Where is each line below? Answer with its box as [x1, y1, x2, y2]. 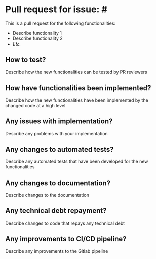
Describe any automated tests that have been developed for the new [5, 158, 148, 165]
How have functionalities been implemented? [5, 83, 151, 92]
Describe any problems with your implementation [5, 131, 108, 137]
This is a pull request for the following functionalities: [5, 20, 115, 26]
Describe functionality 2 [12, 35, 63, 41]
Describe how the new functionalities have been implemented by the [5, 97, 148, 103]
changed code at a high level [5, 102, 66, 108]
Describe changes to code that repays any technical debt [5, 220, 125, 226]
